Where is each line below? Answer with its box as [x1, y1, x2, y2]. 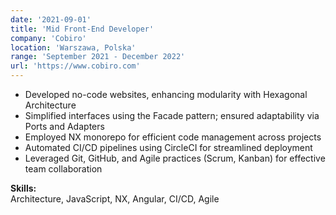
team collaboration [24, 163, 103, 175]
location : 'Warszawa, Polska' [10, 42, 137, 53]
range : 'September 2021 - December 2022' [10, 52, 186, 62]
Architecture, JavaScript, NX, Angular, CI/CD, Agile [10, 193, 220, 205]
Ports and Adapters [24, 121, 105, 132]
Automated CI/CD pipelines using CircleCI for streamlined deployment [24, 142, 313, 153]
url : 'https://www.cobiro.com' [10, 61, 141, 71]
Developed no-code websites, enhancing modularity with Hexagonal [24, 89, 308, 100]
